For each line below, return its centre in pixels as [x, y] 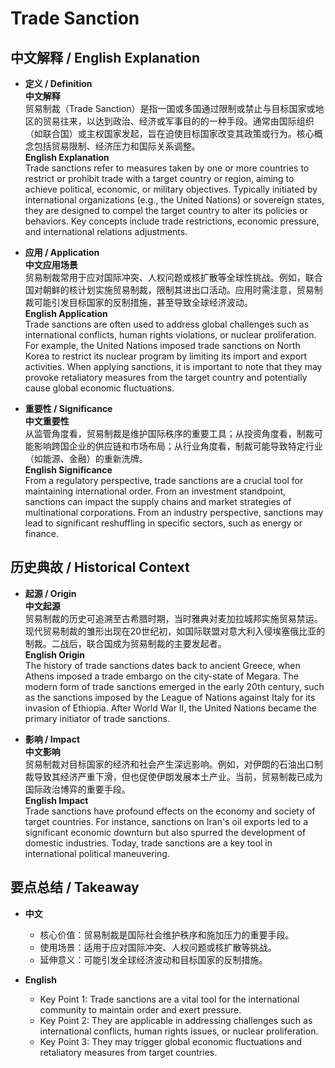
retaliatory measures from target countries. [128, 1052]
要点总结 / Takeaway [75, 887]
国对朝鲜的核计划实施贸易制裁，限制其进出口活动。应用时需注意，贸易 [169, 290]
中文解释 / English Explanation [105, 57]
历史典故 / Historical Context [100, 567]
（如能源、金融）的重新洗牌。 [86, 458]
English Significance [68, 470]
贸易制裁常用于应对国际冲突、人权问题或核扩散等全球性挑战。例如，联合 [173, 277]
